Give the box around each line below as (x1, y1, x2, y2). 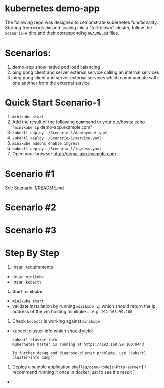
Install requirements (12, 264, 53, 270)
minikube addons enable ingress (12, 141, 80, 146)
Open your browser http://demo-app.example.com (12, 150, 116, 157)
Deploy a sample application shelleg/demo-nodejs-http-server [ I (12, 364, 146, 370)
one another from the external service (12, 80, 90, 86)
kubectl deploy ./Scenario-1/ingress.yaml (12, 146, 102, 151)
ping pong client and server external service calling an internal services (12, 69, 159, 75)
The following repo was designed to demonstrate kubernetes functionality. (5, 19, 158, 25)
